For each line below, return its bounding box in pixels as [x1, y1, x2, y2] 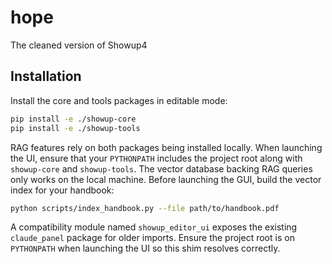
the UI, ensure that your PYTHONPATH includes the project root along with [10, 152, 303, 164]
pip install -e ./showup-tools [10, 123, 141, 133]
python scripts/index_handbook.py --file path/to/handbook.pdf [10, 203, 280, 213]
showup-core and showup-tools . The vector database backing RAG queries [10, 162, 313, 175]
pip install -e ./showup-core [10, 114, 137, 124]
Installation [10, 68, 82, 85]
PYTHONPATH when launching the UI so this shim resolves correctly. [10, 242, 281, 255]
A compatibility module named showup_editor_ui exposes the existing [10, 221, 298, 233]
